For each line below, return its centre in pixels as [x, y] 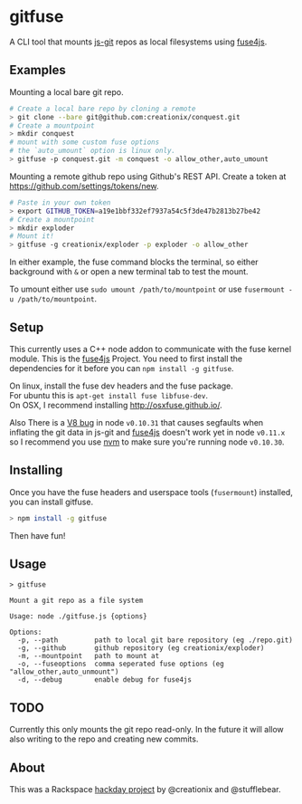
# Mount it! [32, 236]
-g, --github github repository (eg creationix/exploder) [141, 648]
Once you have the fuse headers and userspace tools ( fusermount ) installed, [151, 492]
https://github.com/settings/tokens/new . [85, 186]
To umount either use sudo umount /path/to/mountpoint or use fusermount [147, 289]
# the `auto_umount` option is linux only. [93, 151]
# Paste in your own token [60, 202]
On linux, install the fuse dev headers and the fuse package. [121, 386]
